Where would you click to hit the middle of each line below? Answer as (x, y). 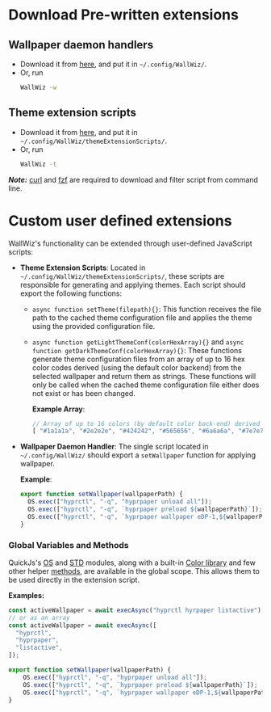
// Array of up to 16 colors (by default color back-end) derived (146, 423)
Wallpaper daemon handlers (81, 45)
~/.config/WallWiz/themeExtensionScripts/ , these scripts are (122, 276)
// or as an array (39, 617)
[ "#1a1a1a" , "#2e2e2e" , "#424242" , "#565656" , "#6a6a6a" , (133, 431)
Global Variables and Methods (69, 545)
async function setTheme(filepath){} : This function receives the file (147, 309)
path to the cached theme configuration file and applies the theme (142, 318)
